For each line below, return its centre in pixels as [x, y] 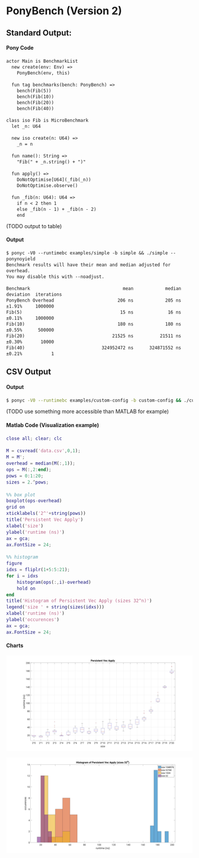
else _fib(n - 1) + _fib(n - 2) [57, 209]
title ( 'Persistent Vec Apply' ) [45, 520]
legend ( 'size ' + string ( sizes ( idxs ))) [55, 607]
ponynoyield [21, 259]
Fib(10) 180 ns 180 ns [94, 324]
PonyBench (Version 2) [64, 11]
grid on [16, 507]
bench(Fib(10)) [36, 97]
